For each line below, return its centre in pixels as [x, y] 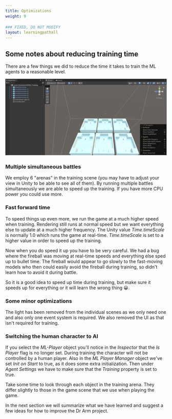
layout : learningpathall [32, 33]
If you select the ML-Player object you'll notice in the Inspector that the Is [83, 347]
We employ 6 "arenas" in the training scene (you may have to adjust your [82, 178]
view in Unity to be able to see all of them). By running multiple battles [79, 183]
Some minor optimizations [39, 301]
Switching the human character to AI [52, 336]
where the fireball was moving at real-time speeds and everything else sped [85, 256]
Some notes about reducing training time [72, 54]
